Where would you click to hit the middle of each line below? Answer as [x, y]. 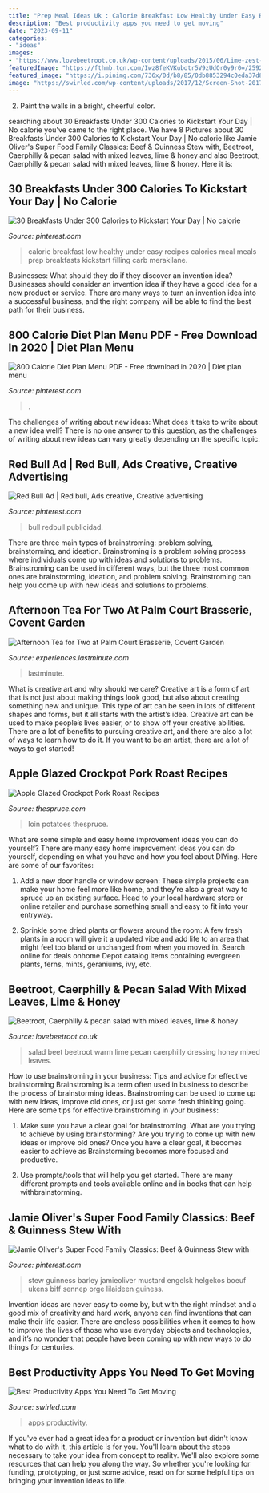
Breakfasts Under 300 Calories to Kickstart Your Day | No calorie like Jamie [133, 138]
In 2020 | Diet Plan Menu [71, 347]
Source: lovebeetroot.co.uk [53, 1037]
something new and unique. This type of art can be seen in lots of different [132, 705]
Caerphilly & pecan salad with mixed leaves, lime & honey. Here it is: [120, 163]
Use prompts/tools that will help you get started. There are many [126, 1176]
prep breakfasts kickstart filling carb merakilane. [108, 260]
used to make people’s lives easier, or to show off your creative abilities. [127, 723]
